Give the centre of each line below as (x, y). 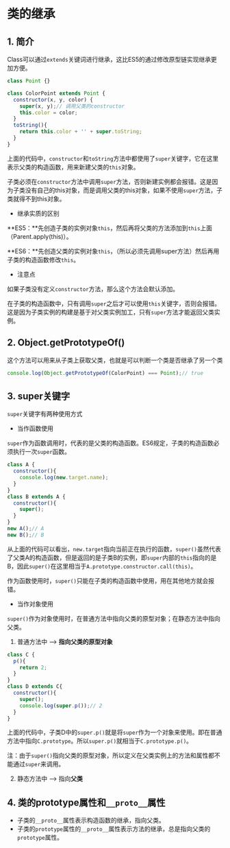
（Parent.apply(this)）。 (40, 236)
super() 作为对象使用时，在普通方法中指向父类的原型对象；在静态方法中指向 (114, 618)
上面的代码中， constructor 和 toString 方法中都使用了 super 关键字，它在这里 (113, 158)
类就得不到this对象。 (36, 198)
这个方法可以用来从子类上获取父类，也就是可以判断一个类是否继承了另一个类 (115, 360)
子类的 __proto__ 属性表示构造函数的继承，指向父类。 (91, 821)
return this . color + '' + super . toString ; (81, 132)
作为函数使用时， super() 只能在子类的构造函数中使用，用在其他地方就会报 (111, 580)
